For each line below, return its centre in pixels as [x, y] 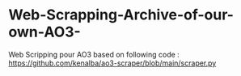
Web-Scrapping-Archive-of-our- [121, 15]
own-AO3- [44, 32]
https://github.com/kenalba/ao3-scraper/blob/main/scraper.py [112, 63]
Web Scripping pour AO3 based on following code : [94, 54]
